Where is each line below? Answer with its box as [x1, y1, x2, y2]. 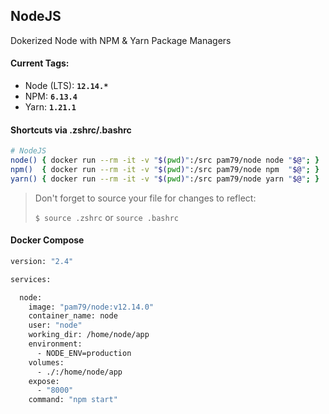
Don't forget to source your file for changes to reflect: [34, 192, 257, 204]
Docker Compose [10, 234, 85, 246]
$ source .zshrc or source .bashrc [34, 211, 179, 223]
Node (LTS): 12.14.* [24, 80, 109, 92]
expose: [28, 376, 60, 386]
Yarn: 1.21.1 [24, 101, 77, 113]
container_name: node [28, 311, 118, 321]
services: [10, 274, 52, 284]
